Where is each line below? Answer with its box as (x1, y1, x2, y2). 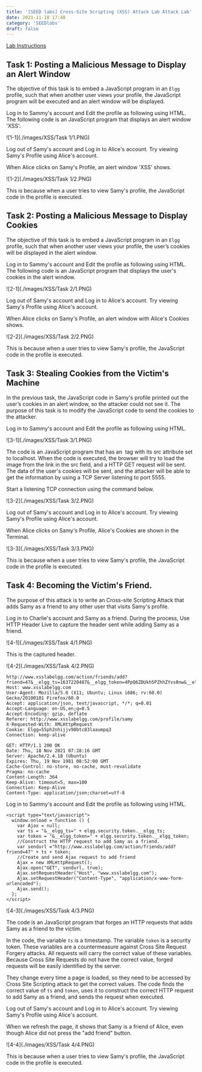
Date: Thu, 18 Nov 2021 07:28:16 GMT (6, 747, 101, 753)
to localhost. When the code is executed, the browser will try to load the (6, 454, 185, 461)
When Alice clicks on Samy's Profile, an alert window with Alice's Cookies (6, 314, 189, 322)
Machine (6, 378, 40, 388)
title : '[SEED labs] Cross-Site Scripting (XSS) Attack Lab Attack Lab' (6, 8, 192, 15)
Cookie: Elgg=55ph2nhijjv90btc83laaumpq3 (6, 726, 112, 732)
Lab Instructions (6, 42, 46, 49)
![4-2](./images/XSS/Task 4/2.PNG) (6, 662, 94, 669)
